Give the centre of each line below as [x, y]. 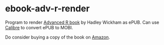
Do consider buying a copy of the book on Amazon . [58, 37]
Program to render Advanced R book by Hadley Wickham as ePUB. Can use [82, 22]
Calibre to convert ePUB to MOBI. [39, 27]
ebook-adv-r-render [47, 9]
